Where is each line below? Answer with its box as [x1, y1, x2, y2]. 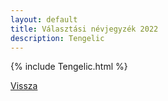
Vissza [10, 80, 38, 92]
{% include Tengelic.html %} [10, 61, 128, 73]
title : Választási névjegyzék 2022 [10, 24, 159, 34]
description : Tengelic [10, 33, 105, 43]
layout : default [10, 14, 78, 25]
